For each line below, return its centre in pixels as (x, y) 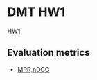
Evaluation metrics (48, 53)
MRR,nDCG (33, 69)
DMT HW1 (36, 12)
